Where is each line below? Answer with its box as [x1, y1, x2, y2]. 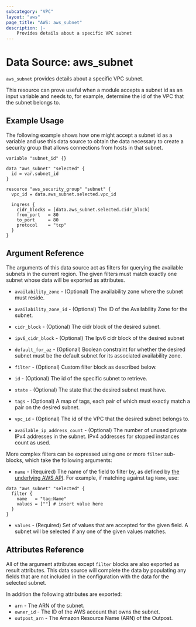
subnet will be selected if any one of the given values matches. [14, 528, 167, 535]
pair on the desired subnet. [14, 403, 80, 411]
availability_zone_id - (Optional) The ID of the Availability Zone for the [14, 305, 188, 312]
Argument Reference [6, 248, 84, 258]
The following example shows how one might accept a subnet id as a [6, 132, 173, 139]
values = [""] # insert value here [16, 501, 104, 507]
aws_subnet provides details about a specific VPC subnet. [6, 75, 144, 82]
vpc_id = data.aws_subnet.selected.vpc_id [11, 191, 116, 197]
